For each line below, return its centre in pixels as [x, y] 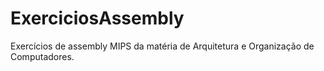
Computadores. [42, 56]
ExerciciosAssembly [97, 18]
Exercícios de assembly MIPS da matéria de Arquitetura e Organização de [162, 46]
